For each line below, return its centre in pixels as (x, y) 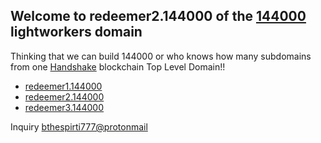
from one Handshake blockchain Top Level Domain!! (118, 66)
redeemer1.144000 (63, 86)
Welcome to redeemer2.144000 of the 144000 (158, 16)
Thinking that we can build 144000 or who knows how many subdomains (161, 56)
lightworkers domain (76, 32)
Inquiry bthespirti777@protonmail (79, 126)
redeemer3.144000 (64, 107)
